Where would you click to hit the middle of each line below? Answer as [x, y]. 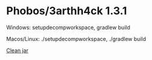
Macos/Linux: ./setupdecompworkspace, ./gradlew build [76, 39]
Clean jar [17, 50]
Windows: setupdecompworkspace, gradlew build [68, 27]
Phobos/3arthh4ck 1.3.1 [67, 11]
